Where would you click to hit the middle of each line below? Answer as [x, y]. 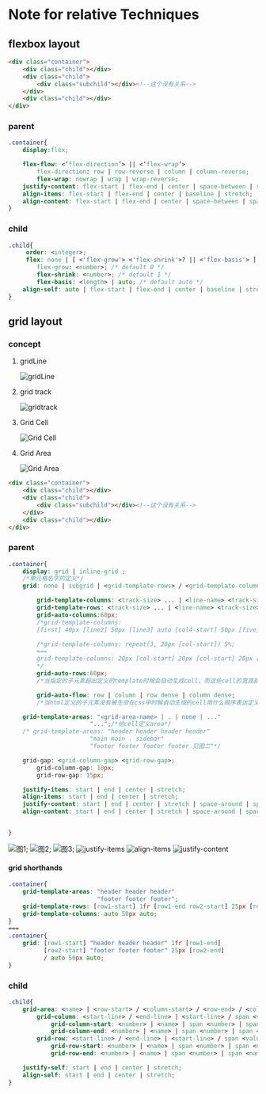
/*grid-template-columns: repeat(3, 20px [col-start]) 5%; [136, 644]
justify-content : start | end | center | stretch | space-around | [136, 804]
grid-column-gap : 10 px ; [76, 768]
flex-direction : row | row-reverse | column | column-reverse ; [143, 172]
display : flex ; [46, 150]
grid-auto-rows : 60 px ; [72, 674]
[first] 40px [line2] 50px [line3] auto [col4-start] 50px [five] [148, 630]
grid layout [36, 321]
